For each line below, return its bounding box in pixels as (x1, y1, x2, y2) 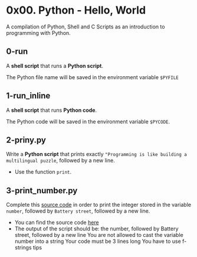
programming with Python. (6, 29, 71, 36)
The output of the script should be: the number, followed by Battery (14, 225, 179, 232)
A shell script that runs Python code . (6, 106, 97, 113)
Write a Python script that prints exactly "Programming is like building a (6, 151, 187, 158)
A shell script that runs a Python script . (6, 62, 103, 69)
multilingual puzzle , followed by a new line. (6, 157, 115, 164)
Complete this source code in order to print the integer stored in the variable (6, 201, 192, 209)
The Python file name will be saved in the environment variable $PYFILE (6, 73, 179, 80)
